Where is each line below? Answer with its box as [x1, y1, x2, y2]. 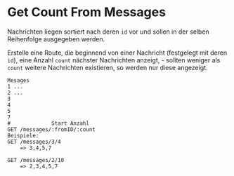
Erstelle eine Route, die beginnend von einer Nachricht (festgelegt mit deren [7, 48, 228, 57]
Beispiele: [7, 132, 39, 139]
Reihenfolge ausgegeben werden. [7, 34, 105, 43]
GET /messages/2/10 [7, 156, 65, 163]
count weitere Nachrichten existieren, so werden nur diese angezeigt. [7, 63, 209, 72]
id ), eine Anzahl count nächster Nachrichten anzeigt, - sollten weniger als [7, 55, 221, 64]
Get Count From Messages [7, 4, 167, 20]
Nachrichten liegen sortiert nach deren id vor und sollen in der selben [7, 27, 209, 36]
